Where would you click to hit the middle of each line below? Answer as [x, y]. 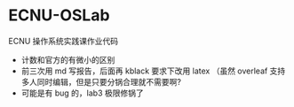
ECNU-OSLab [59, 15]
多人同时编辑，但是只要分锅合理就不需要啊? [101, 81]
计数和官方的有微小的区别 [68, 59]
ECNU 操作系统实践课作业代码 [64, 41]
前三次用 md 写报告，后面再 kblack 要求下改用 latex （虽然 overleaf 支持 [153, 71]
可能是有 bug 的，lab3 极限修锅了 [82, 93]
